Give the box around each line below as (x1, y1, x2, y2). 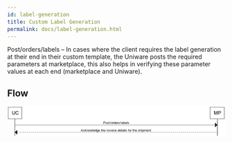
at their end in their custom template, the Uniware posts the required (7, 52, 202, 61)
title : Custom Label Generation (7, 18, 100, 26)
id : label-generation (7, 11, 70, 18)
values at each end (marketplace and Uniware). (7, 68, 143, 76)
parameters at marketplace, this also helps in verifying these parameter (7, 60, 211, 68)
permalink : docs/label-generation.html (7, 26, 123, 32)
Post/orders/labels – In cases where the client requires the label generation (7, 45, 222, 54)
